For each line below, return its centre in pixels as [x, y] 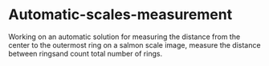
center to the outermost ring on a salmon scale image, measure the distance [134, 45]
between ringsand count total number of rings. [86, 53]
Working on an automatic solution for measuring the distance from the [124, 37]
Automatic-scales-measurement [120, 15]
